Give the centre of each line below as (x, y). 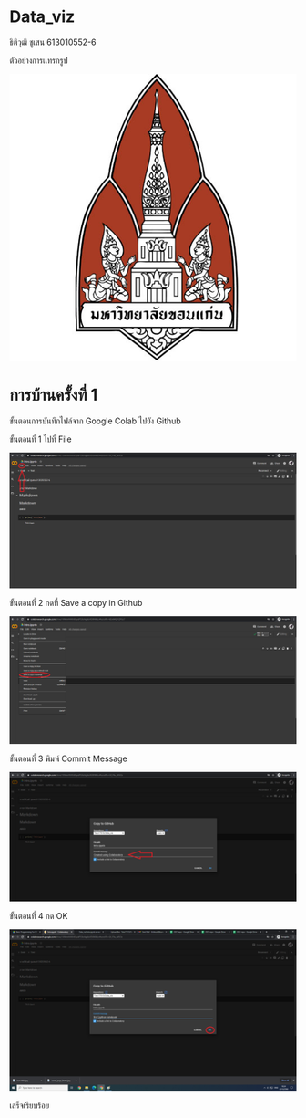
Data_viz (42, 17)
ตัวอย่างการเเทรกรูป (39, 60)
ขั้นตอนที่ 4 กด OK (39, 915)
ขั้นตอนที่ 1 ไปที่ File (41, 439)
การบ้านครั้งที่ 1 (54, 395)
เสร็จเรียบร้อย (30, 1105)
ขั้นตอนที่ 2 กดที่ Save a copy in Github (76, 602)
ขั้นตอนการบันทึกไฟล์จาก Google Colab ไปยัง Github (96, 421)
